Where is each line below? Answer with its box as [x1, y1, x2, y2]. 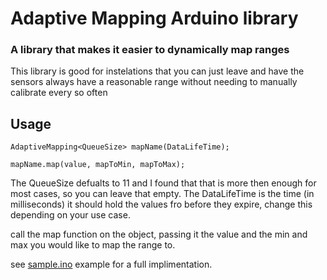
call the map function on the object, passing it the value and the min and [10, 228, 308, 241]
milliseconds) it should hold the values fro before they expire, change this [10, 198, 313, 211]
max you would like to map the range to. [10, 239, 176, 251]
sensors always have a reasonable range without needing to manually [10, 76, 298, 88]
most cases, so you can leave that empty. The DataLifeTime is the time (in [10, 188, 315, 200]
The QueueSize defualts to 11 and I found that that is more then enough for [10, 177, 317, 189]
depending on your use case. [10, 209, 131, 221]
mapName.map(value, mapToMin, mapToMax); [10, 160, 186, 170]
